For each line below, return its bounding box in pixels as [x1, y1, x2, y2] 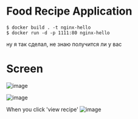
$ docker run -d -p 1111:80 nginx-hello [6, 29, 111, 36]
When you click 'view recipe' [6, 106, 79, 113]
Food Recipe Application [6, 4, 133, 18]
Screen [6, 62, 44, 76]
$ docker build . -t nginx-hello [6, 24, 91, 31]
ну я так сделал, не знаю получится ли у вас [6, 40, 122, 48]
